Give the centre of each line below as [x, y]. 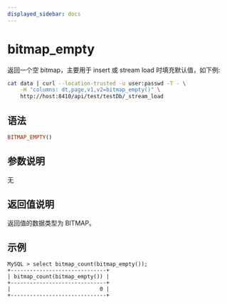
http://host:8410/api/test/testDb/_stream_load [92, 97]
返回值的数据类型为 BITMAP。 [52, 223]
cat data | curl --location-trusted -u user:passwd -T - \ [97, 83]
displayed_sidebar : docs [44, 14]
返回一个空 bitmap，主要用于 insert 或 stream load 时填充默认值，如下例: [114, 70]
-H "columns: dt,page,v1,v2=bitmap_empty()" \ [90, 90]
